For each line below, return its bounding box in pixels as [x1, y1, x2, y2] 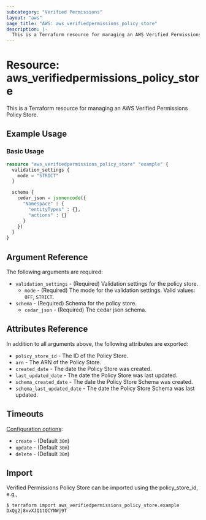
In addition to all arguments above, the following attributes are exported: [6, 340, 189, 347]
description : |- [6, 26, 48, 32]
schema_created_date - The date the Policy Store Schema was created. [15, 378, 193, 385]
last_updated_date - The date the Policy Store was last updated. [15, 372, 178, 379]
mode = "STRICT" [17, 172, 59, 178]
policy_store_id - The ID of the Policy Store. [15, 352, 129, 359]
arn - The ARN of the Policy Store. [15, 358, 102, 365]
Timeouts [6, 409, 44, 419]
